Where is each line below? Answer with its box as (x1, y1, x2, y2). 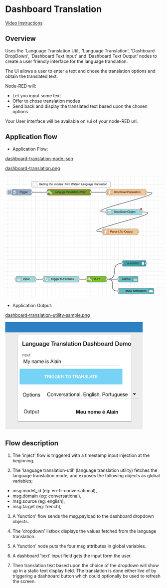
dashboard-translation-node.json (5, 156, 73, 162)
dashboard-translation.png (5, 165, 60, 171)
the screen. (12, 578, 36, 584)
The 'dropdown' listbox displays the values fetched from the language (12, 528, 157, 534)
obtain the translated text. (5, 73, 58, 79)
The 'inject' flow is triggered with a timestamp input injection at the (12, 452, 150, 458)
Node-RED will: (5, 83, 36, 89)
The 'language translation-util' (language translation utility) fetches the (12, 467, 158, 473)
